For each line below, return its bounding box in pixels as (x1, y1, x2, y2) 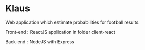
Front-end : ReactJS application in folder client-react (5, 29, 115, 35)
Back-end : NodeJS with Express (5, 38, 75, 45)
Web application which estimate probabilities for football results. (5, 19, 140, 25)
